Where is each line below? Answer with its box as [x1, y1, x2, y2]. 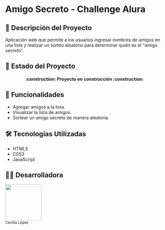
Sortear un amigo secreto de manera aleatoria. [12, 114, 110, 121]
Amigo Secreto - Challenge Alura [5, 4, 146, 15]
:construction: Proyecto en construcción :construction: [25, 76, 144, 82]
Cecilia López [5, 220, 29, 225]
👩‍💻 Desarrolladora [5, 171, 63, 179]
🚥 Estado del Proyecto [5, 62, 75, 71]
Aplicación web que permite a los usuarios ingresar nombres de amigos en [5, 37, 160, 43]
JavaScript [12, 156, 35, 162]
